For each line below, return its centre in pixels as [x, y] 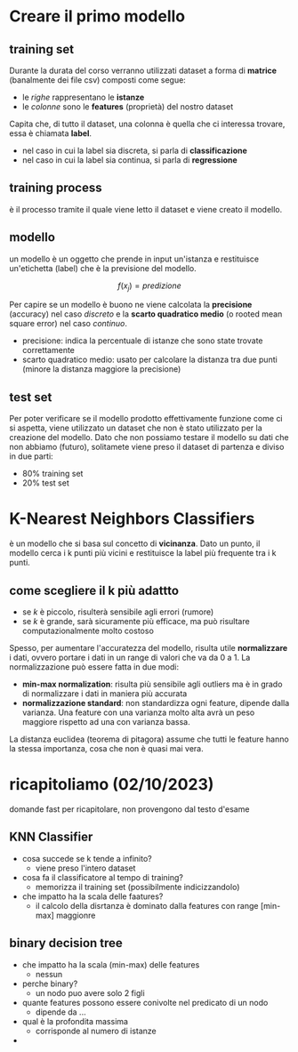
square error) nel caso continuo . [68, 324]
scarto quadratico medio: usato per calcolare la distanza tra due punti [149, 360]
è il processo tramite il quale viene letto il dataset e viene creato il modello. [146, 209]
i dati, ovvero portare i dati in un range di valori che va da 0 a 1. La [130, 657]
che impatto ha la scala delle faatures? [93, 896]
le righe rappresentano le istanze [83, 97]
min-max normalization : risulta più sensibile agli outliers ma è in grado [152, 684]
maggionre [76, 915]
